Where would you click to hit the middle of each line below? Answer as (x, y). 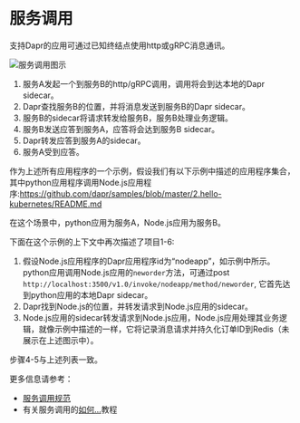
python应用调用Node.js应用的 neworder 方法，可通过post (126, 272)
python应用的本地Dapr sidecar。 (92, 294)
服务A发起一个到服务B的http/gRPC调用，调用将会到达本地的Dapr (144, 83)
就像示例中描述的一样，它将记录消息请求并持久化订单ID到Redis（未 (164, 329)
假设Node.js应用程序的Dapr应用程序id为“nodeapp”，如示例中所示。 (149, 261)
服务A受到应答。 (53, 151)
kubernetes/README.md (56, 204)
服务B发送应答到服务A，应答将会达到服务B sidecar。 (121, 129)
